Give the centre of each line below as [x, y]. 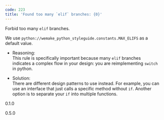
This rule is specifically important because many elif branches [77, 58]
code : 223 [15, 10]
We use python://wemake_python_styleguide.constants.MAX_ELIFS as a [77, 38]
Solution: [21, 78]
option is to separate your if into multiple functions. [65, 94]
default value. [19, 43]
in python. [22, 68]
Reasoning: [24, 53]
